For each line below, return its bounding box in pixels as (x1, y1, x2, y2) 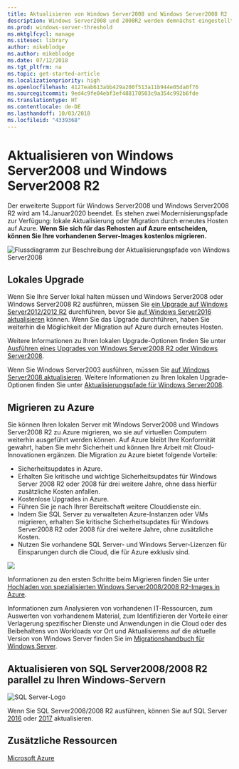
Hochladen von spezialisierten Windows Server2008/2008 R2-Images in (7, 583, 221, 591)
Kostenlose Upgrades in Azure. (17, 495, 109, 504)
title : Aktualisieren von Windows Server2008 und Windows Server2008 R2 (7, 10, 228, 18)
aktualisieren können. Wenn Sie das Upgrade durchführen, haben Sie (7, 315, 210, 324)
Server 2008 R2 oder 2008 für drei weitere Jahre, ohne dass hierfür (17, 479, 217, 489)
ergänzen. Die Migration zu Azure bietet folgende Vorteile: (47, 451, 218, 459)
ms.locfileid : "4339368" (7, 116, 81, 123)
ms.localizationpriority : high (7, 76, 100, 84)
